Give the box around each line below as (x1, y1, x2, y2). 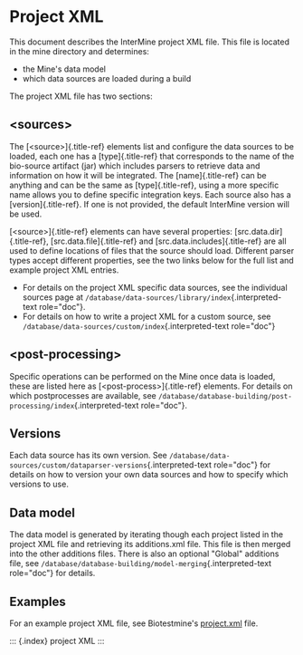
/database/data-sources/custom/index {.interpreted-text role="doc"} (22, 320, 276, 332)
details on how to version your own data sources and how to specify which (9, 469, 289, 480)
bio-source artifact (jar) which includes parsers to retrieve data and (9, 160, 260, 171)
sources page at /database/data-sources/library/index (22, 292, 232, 303)
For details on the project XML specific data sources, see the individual (22, 282, 288, 293)
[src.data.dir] (234, 226, 283, 236)
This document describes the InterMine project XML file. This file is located (9, 36, 289, 47)
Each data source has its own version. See (9, 450, 167, 461)
